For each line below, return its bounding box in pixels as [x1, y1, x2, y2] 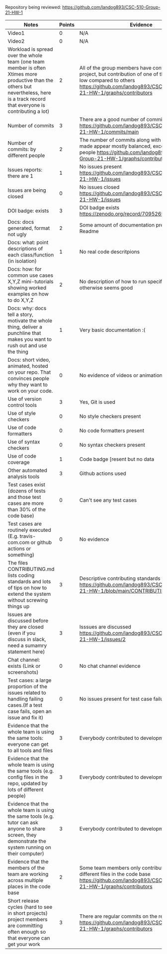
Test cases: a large [7, 677, 52, 684]
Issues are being [7, 187, 46, 193]
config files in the [7, 774, 48, 781]
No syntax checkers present [79, 442, 146, 448]
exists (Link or [7, 663, 41, 669]
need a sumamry [7, 642, 47, 649]
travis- [19, 533, 36, 540]
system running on [7, 844, 51, 851]
